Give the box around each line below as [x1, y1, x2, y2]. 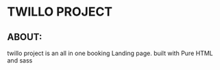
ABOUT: [7, 31, 42, 43]
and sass [7, 56, 33, 65]
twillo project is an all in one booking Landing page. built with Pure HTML [7, 49, 214, 57]
